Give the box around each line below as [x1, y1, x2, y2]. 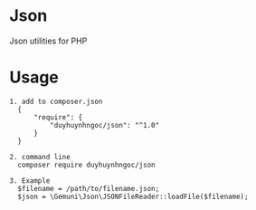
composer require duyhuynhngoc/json [17, 160, 156, 169]
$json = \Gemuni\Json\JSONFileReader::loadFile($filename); [17, 192, 249, 201]
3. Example [9, 176, 51, 186]
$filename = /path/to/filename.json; [17, 184, 160, 193]
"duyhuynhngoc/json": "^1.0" [49, 120, 160, 129]
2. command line [9, 152, 71, 161]
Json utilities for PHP [9, 35, 88, 46]
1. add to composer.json [9, 97, 103, 106]
